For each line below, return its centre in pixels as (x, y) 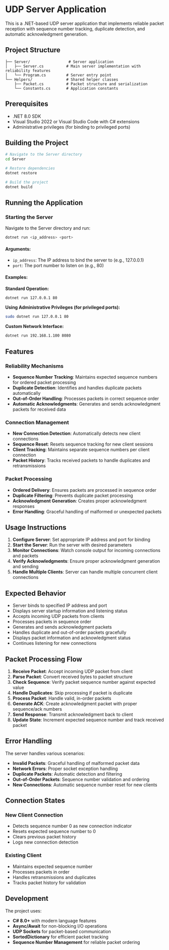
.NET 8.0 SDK (27, 116)
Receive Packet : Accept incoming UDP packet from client (72, 671)
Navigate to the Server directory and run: (48, 228)
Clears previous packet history (44, 837)
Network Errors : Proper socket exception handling (65, 769)
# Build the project (27, 182)
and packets (25, 556)
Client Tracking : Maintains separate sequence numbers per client (81, 450)
